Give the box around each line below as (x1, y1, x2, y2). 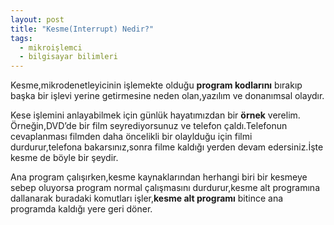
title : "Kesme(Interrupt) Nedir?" (10, 24, 155, 34)
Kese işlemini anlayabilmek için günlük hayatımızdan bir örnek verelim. (10, 109, 301, 121)
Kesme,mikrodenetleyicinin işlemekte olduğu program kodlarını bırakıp (10, 79, 303, 91)
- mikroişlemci (19, 42, 83, 53)
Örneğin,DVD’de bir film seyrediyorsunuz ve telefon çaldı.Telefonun (10, 120, 288, 132)
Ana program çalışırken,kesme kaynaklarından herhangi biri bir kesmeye (10, 171, 308, 183)
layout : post (10, 14, 65, 25)
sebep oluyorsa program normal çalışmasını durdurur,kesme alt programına (10, 182, 320, 194)
